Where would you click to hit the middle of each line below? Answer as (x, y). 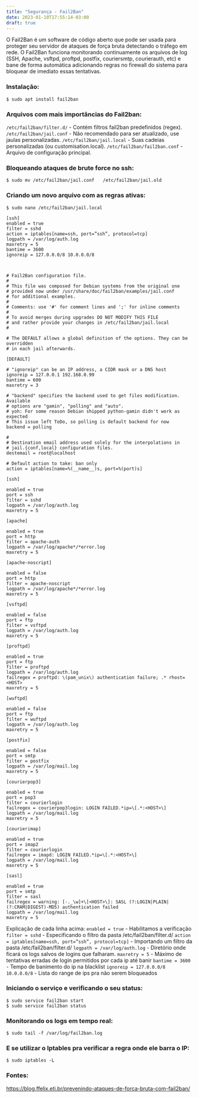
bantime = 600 (24, 380)
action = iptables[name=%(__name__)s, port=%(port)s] (75, 469)
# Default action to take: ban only (52, 463)
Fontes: (17, 1075)
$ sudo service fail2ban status (46, 1006)
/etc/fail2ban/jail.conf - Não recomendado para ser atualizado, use (93, 133)
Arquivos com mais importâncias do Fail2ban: (74, 114)
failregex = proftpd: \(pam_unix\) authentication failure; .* (86, 678)
